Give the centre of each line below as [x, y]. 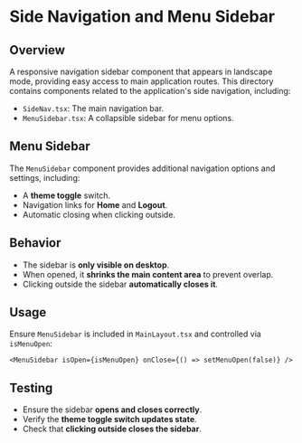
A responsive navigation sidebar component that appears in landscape [141, 71]
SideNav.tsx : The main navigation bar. [93, 108]
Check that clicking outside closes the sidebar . [112, 429]
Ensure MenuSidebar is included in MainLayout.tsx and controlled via [136, 334]
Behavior [35, 243]
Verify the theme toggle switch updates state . [109, 419]
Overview [38, 50]
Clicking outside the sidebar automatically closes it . [120, 284]
